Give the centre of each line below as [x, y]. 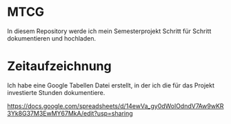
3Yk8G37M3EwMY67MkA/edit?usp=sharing [70, 113]
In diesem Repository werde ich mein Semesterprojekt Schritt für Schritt [109, 31]
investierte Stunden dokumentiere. [56, 92]
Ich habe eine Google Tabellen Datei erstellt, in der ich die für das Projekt [111, 85]
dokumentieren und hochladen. [52, 38]
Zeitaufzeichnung [59, 66]
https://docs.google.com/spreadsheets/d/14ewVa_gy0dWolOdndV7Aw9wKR [115, 106]
